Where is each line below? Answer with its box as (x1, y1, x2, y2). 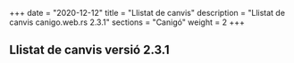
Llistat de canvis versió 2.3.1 (9, 43, 170, 58)
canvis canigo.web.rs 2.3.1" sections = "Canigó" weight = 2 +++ (9, 17, 246, 28)
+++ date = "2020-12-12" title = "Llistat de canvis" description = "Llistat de (9, 8, 286, 18)
